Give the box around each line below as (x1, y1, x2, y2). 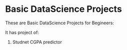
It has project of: (5, 29, 39, 35)
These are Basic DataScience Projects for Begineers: (5, 20, 114, 26)
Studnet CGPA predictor (12, 39, 62, 45)
